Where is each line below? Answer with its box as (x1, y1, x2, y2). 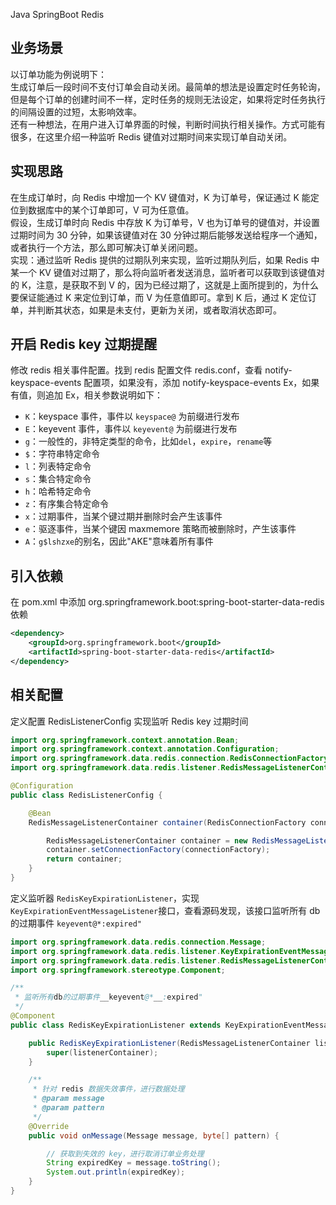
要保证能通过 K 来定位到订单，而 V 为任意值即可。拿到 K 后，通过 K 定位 (10, 291, 308, 303)
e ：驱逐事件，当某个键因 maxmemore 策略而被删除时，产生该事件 (24, 523, 297, 535)
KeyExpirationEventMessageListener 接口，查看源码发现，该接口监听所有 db (10, 904, 321, 916)
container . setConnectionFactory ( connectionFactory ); (46, 845, 271, 855)
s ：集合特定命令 (24, 473, 92, 485)
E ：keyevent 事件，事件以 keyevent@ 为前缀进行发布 (24, 423, 238, 435)
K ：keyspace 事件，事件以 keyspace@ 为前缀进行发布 (24, 410, 240, 423)
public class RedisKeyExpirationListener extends (10, 1020, 222, 1030)
